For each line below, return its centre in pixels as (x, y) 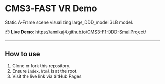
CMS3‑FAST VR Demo (51, 9)
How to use (23, 54)
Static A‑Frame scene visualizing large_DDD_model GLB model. (69, 22)
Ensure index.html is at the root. (45, 71)
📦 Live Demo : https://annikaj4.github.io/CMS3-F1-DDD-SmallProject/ (76, 32)
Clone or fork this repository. (41, 66)
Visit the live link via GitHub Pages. (47, 76)
